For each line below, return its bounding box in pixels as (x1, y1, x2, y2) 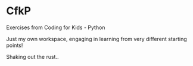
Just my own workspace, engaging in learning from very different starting (6, 35, 188, 42)
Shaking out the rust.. (6, 53, 59, 60)
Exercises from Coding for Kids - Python (6, 24, 105, 31)
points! (6, 42, 23, 49)
